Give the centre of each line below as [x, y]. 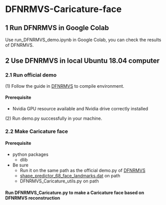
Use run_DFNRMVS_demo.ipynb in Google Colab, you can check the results [83, 40]
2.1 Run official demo [31, 75]
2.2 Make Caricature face [37, 131]
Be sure [20, 165]
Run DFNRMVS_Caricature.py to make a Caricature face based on [75, 192]
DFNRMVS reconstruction [33, 198]
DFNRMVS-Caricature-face [63, 9]
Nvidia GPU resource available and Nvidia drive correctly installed [80, 108]
